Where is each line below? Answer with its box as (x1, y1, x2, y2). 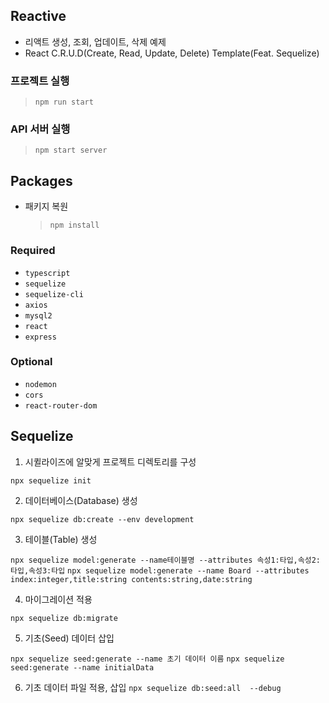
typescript (24, 268, 71, 278)
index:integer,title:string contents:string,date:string (10, 574, 253, 584)
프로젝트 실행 (10, 74, 70, 88)
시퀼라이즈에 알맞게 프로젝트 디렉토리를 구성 (24, 455, 197, 468)
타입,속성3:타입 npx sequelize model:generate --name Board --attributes (10, 565, 310, 576)
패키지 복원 (24, 200, 69, 213)
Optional (10, 355, 53, 369)
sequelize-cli (24, 289, 84, 299)
